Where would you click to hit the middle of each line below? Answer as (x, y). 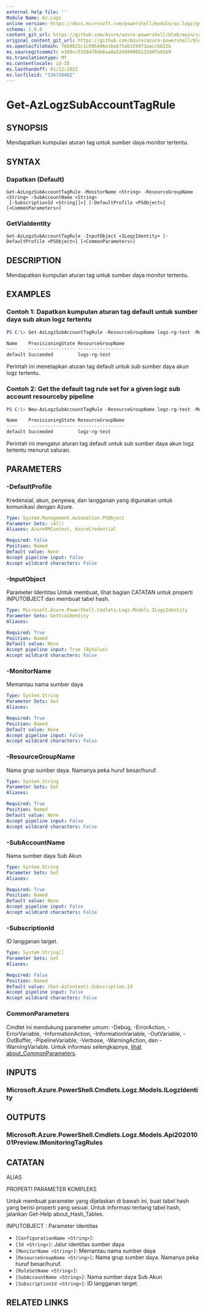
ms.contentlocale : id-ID (38, 63)
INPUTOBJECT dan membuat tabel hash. (58, 599)
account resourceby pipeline (50, 396)
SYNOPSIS (27, 127)
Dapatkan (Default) (35, 179)
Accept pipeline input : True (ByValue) (57, 650)
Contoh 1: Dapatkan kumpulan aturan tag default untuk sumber (102, 312)
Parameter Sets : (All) (35, 523)
